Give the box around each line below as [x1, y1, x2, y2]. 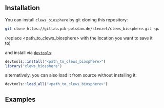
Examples [5, 95, 36, 104]
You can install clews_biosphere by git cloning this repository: [5, 17, 128, 22]
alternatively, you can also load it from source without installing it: [5, 72, 137, 78]
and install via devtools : [5, 50, 53, 55]
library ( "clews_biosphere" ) [5, 63, 62, 69]
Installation [5, 4, 40, 12]
